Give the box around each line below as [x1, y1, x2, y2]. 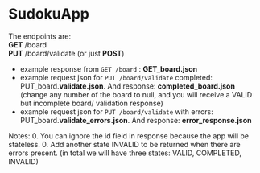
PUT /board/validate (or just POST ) [8, 48, 125, 58]
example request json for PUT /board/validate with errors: [19, 106, 213, 117]
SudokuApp [8, 5, 90, 23]
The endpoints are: [8, 31, 71, 41]
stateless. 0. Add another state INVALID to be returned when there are [8, 139, 241, 149]
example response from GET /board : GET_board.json [19, 64, 198, 73]
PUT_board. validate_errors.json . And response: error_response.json [19, 115, 252, 125]
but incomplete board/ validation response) [19, 98, 163, 108]
